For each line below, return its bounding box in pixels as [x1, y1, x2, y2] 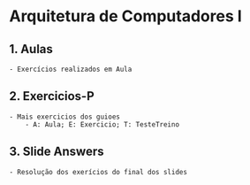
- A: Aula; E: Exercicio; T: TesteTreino [25, 119, 179, 129]
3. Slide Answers [9, 144, 104, 159]
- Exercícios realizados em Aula [9, 65, 133, 73]
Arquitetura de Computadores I [9, 6, 243, 27]
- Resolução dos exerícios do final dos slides [9, 167, 188, 176]
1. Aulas [9, 42, 53, 57]
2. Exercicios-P [9, 89, 95, 104]
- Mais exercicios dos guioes [9, 112, 121, 121]
